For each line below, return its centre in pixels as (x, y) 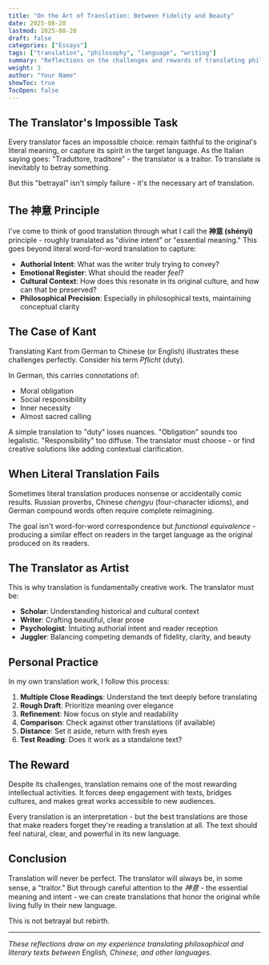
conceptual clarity (50, 307)
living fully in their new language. (63, 905)
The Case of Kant (52, 332)
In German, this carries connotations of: (74, 375)
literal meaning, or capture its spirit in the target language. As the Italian (126, 151)
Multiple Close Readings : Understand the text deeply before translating (139, 697)
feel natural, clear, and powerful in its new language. (95, 834)
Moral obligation (47, 390)
